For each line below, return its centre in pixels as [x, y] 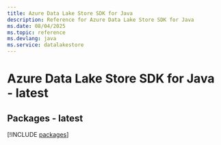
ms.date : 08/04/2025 [37, 26]
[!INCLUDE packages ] [38, 134]
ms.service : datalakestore [45, 45]
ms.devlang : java [32, 39]
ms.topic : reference [37, 32]
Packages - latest [45, 118]
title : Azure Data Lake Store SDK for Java [70, 13]
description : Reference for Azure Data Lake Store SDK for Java [101, 20]
